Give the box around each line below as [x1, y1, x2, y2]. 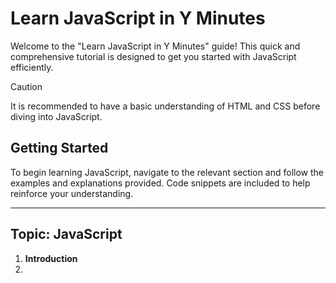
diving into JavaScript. [10, 110, 103, 122]
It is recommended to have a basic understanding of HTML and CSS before [10, 100, 321, 112]
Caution [10, 80, 43, 92]
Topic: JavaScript [10, 226, 123, 243]
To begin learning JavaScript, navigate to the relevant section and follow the [10, 166, 325, 178]
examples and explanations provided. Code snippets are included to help [10, 177, 311, 189]
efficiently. [10, 61, 54, 73]
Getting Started [10, 140, 109, 157]
